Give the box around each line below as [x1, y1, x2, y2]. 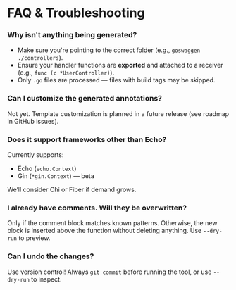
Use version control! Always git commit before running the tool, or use [7, 267, 212, 276]
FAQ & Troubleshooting [7, 5, 146, 21]
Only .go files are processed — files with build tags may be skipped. [17, 76, 216, 84]
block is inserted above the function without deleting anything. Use [7, 227, 202, 235]
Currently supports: [7, 151, 64, 159]
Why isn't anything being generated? [7, 30, 137, 40]
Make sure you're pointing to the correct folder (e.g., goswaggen [17, 46, 201, 54]
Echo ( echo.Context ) [17, 164, 77, 173]
